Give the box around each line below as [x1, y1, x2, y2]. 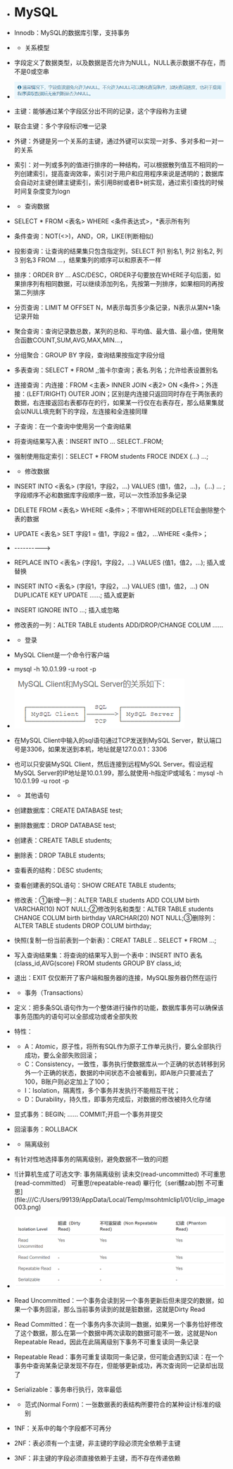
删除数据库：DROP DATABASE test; [13, 821, 117, 829]
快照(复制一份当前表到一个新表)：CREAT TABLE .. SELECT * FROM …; [13, 936, 217, 944]
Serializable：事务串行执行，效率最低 [13, 1385, 122, 1394]
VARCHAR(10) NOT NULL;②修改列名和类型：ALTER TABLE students [13, 905, 214, 913]
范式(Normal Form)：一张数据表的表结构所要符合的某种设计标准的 [24, 1400, 215, 1409]
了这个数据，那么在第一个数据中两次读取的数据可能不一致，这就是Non [13, 1329, 218, 1337]
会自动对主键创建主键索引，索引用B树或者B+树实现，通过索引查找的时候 [13, 178, 224, 187]
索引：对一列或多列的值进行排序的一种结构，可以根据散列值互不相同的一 [13, 160, 224, 169]
